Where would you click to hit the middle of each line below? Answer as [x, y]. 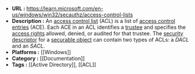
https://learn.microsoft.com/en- [65, 9]
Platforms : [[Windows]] [41, 52]
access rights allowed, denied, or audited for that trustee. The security [97, 33]
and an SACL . [28, 46]
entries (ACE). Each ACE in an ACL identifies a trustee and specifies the [99, 27]
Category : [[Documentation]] [48, 58]
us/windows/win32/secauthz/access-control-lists [72, 15]
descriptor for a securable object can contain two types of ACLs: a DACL [100, 40]
